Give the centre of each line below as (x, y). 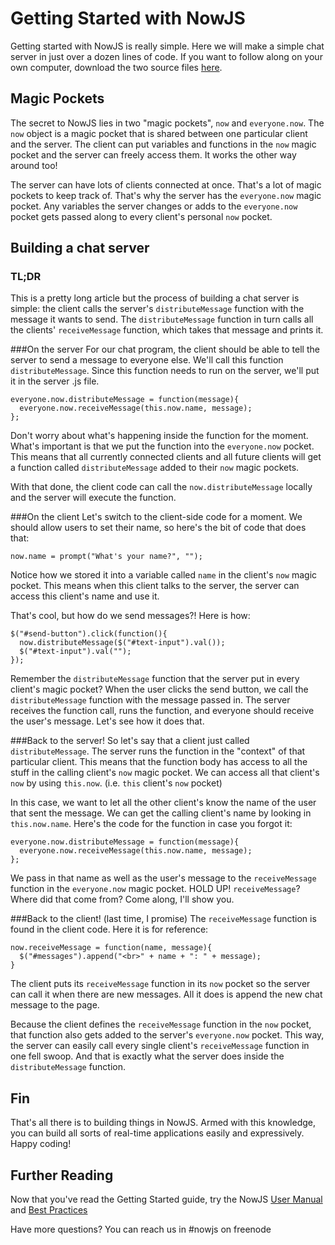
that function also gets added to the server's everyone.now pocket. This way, (167, 1035)
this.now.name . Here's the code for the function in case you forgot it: (151, 824)
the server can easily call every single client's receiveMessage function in (160, 1046)
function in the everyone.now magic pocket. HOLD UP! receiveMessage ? (155, 889)
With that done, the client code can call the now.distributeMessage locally (161, 487)
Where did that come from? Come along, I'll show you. (122, 899)
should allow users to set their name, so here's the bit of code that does (158, 528)
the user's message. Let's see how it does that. (107, 721)
